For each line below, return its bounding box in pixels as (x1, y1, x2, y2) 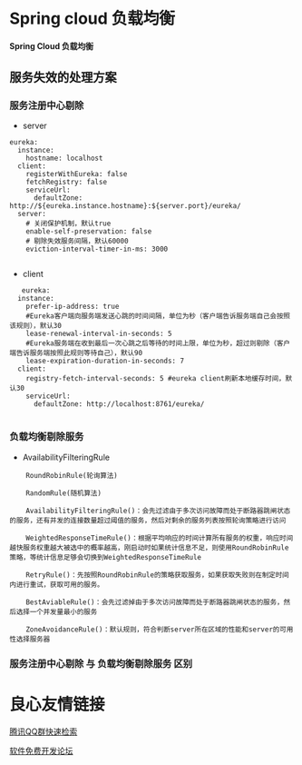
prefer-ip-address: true (25, 302, 120, 312)
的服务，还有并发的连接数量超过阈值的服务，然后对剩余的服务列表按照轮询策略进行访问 (9, 515, 287, 525)
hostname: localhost (25, 154, 103, 164)
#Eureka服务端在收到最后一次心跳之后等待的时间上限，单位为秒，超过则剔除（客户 (25, 339, 290, 348)
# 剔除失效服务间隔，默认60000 (25, 237, 129, 246)
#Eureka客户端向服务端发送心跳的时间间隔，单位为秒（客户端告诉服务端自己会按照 (25, 312, 290, 321)
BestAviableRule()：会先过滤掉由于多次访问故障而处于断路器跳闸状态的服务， (25, 597, 284, 607)
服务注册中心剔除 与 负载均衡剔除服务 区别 (9, 657, 193, 670)
